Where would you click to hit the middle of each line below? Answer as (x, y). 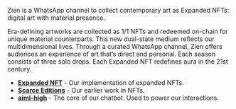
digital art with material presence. (56, 18)
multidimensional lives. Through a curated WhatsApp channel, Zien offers (115, 46)
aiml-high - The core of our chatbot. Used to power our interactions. (118, 98)
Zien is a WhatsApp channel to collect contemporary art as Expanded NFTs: (118, 10)
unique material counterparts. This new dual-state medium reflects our (111, 39)
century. (20, 69)
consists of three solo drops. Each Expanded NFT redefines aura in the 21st (118, 62)
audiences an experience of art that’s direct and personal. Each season (111, 54)
